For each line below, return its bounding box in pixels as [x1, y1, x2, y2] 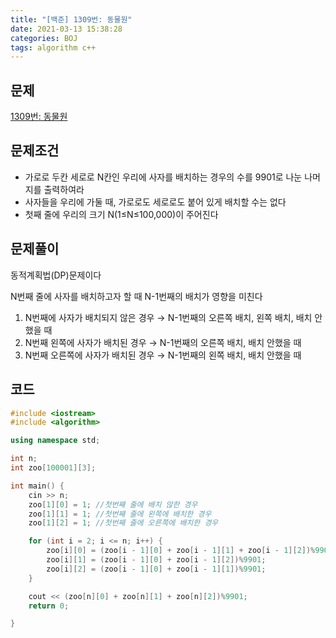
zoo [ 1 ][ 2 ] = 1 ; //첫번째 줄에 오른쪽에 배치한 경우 [28, 518, 219, 528]
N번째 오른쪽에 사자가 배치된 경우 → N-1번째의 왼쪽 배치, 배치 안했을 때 [24, 349, 302, 361]
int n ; [10, 454, 38, 464]
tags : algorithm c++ [10, 42, 97, 53]
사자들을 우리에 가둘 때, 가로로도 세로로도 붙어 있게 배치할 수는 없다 [24, 196, 287, 208]
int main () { [10, 481, 65, 491]
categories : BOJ [10, 33, 78, 43]
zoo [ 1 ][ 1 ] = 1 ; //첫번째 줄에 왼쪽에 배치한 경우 [28, 509, 212, 519]
